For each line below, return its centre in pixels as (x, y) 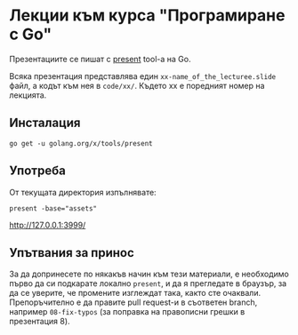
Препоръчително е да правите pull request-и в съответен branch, (133, 302)
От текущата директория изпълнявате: (83, 192)
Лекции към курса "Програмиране (147, 16)
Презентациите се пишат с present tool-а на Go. (100, 59)
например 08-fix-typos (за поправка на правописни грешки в (127, 312)
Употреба (38, 171)
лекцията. (28, 95)
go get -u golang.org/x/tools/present (81, 143)
